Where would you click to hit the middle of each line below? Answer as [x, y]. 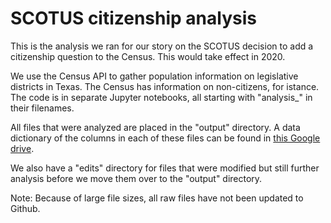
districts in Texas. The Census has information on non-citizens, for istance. [165, 86]
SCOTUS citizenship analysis [133, 18]
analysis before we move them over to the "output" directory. [136, 178]
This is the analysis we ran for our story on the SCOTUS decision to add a [162, 46]
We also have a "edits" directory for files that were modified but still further [165, 168]
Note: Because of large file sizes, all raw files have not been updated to [157, 198]
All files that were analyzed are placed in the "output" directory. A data [155, 127]
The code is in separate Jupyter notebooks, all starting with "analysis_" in [161, 97]
